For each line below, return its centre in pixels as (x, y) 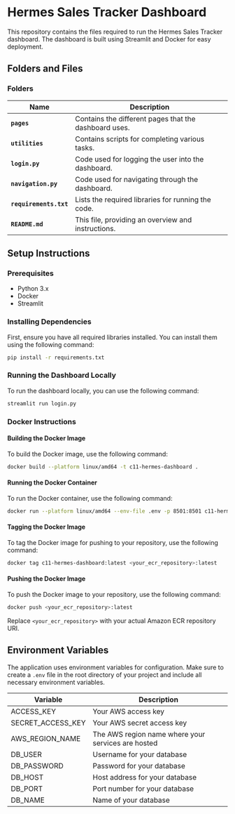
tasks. (85, 147)
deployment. (25, 46)
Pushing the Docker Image (47, 579)
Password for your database (139, 766)
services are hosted (125, 743)
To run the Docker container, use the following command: (90, 498)
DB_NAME (28, 800)
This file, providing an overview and (133, 220)
